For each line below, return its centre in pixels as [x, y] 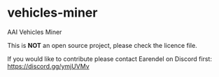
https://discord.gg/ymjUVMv [48, 66]
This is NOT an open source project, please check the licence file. [102, 45]
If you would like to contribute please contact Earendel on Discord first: [109, 59]
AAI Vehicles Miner [35, 32]
